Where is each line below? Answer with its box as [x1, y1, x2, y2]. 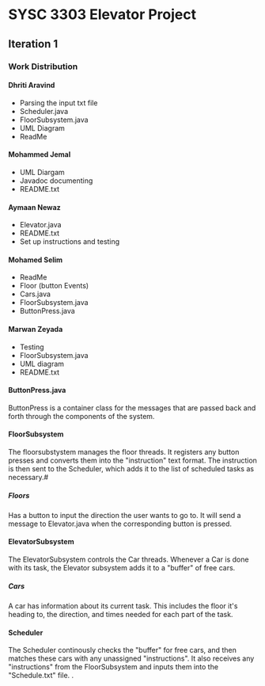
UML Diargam [19, 167, 65, 177]
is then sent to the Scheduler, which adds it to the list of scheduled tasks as [8, 463, 255, 473]
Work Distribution [8, 61, 78, 72]
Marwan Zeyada [8, 324, 63, 333]
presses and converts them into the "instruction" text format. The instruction [8, 455, 257, 465]
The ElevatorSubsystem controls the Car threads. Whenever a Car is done [8, 555, 249, 564]
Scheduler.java [19, 106, 69, 116]
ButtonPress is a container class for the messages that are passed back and [8, 402, 256, 413]
